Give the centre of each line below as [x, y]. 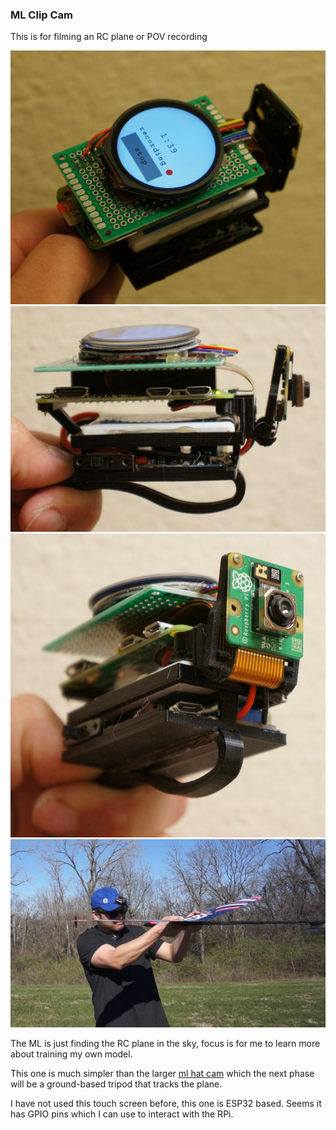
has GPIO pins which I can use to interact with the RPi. [122, 1114]
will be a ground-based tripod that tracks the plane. [116, 1084]
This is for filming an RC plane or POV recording [109, 37]
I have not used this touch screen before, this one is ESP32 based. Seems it [166, 1104]
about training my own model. [71, 1054]
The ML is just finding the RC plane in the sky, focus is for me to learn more [165, 1044]
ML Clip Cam [42, 15]
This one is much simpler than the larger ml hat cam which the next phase [162, 1074]
